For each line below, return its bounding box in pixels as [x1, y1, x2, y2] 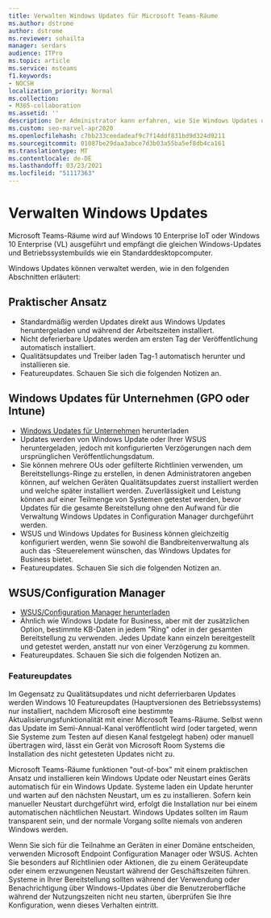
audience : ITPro [8, 49, 63, 57]
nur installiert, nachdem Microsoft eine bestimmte [8, 706, 173, 716]
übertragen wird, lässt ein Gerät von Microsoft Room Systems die [8, 740, 226, 750]
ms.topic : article [8, 57, 70, 65]
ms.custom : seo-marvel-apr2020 [8, 124, 114, 132]
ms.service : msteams [8, 65, 78, 73]
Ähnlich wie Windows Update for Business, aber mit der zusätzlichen [19, 616, 250, 626]
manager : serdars [8, 42, 67, 50]
